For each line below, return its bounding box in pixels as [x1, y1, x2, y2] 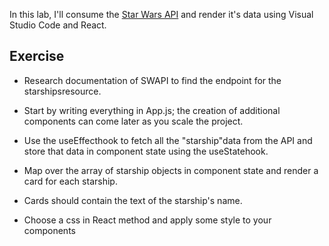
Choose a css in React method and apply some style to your [23, 214, 272, 226]
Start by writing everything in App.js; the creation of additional [23, 104, 281, 116]
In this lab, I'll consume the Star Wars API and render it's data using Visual [9, 9, 314, 20]
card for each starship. [23, 175, 118, 187]
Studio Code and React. [9, 19, 107, 31]
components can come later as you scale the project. [23, 115, 244, 127]
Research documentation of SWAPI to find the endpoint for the [23, 74, 282, 86]
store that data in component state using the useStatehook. [23, 145, 269, 157]
